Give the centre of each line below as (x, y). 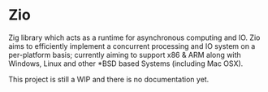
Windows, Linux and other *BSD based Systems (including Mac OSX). (126, 64)
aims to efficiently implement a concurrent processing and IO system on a (132, 46)
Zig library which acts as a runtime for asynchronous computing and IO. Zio (134, 37)
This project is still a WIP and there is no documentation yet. (109, 79)
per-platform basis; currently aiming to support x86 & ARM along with (125, 55)
